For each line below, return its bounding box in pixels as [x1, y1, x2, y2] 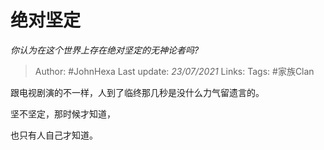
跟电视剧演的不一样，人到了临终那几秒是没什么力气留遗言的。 [10, 86, 265, 98]
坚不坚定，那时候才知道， [10, 107, 116, 120]
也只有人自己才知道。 [10, 129, 98, 141]
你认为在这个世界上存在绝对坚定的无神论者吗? [10, 44, 200, 56]
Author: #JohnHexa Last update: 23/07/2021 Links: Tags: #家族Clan [34, 65, 315, 77]
